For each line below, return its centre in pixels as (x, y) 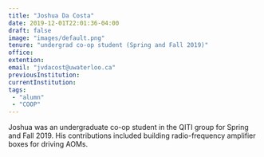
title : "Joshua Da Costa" (51, 16)
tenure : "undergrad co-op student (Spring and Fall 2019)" (108, 45)
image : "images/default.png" (57, 38)
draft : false (30, 30)
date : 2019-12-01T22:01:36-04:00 (64, 23)
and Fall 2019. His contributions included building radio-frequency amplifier (132, 135)
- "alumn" (28, 97)
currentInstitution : (43, 82)
